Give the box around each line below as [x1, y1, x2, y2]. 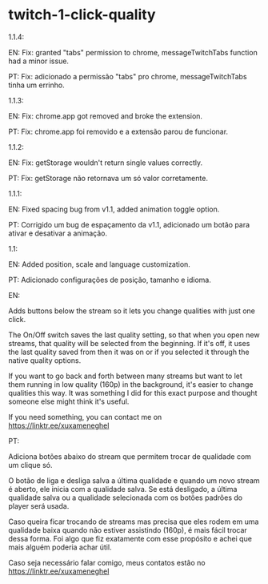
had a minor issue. [8, 56, 70, 66]
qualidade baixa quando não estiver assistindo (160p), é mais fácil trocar [8, 525, 248, 534]
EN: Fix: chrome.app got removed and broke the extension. [8, 111, 202, 121]
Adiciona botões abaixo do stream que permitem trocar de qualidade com [8, 451, 252, 461]
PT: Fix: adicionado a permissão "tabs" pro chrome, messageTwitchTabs [8, 71, 247, 81]
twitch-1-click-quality [8, 6, 156, 24]
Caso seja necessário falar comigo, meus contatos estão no [8, 558, 206, 567]
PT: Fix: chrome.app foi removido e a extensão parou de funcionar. [8, 127, 229, 136]
